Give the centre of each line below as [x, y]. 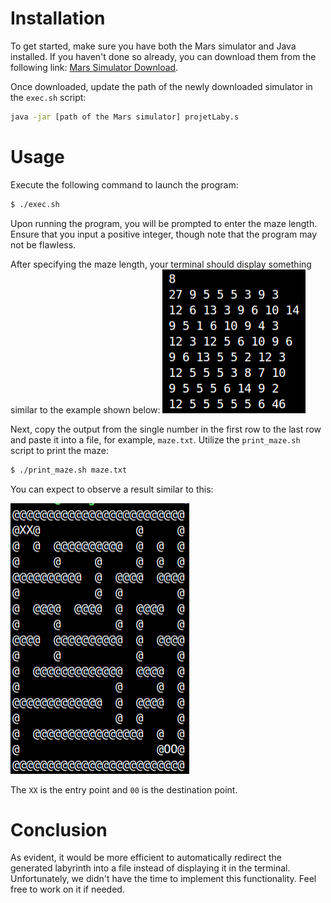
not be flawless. [43, 244]
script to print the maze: [60, 450]
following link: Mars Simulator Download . [94, 67]
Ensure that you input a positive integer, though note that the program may [164, 234]
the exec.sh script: [48, 97]
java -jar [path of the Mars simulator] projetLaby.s [125, 117]
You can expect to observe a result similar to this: [112, 489]
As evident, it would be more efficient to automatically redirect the [146, 858]
